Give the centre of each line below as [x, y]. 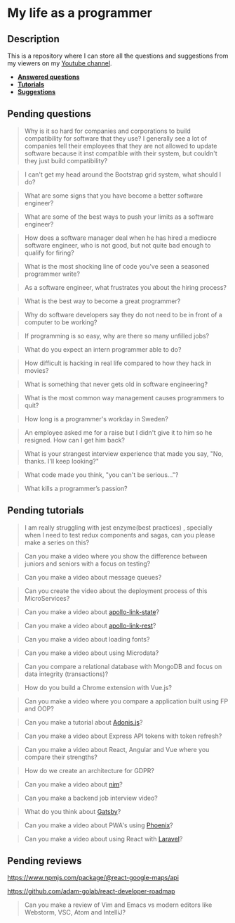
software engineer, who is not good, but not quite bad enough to [117, 245]
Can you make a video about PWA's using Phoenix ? [99, 825]
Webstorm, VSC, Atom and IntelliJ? [75, 912]
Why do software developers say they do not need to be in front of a [123, 314]
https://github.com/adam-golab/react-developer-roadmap [91, 891]
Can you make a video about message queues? [93, 577]
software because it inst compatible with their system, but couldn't [121, 153]
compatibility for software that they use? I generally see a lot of [116, 138]
